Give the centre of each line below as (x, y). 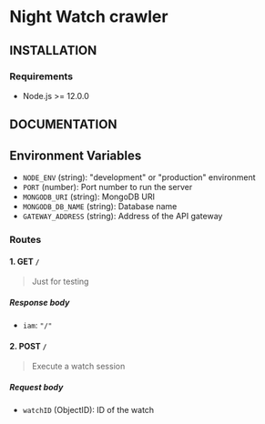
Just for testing (60, 282)
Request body (36, 387)
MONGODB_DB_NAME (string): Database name (100, 207)
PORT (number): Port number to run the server (107, 187)
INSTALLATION (53, 50)
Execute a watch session (78, 367)
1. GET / (25, 261)
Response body (40, 302)
